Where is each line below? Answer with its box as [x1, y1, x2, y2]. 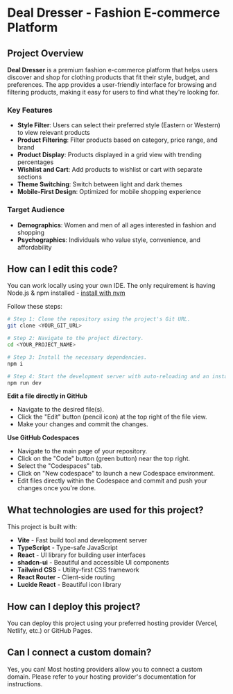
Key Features [7, 105, 53, 115]
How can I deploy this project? [7, 600, 141, 613]
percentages [17, 158, 54, 166]
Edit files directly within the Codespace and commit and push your [17, 476, 207, 485]
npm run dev [7, 379, 42, 387]
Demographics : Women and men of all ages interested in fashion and [17, 220, 216, 229]
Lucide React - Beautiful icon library [17, 581, 121, 589]
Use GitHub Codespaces [7, 433, 80, 442]
